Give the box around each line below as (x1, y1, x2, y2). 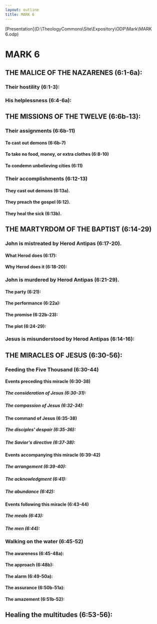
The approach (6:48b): (5, 562, 54, 568)
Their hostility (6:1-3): (5, 84, 60, 90)
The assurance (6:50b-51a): (5, 584, 65, 591)
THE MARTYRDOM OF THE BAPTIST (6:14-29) (5, 225, 152, 233)
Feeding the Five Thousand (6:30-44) (5, 366, 99, 373)
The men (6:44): (5, 525, 40, 531)
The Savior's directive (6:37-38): (5, 439, 75, 445)
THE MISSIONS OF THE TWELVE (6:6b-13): (5, 112, 141, 121)
